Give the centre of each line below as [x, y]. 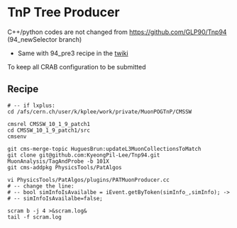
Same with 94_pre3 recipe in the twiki [73, 53]
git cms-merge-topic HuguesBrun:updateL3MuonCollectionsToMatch [104, 149]
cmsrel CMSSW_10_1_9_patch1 [49, 124]
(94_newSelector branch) [45, 39]
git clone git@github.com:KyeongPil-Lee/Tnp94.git [84, 155]
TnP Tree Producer [64, 12]
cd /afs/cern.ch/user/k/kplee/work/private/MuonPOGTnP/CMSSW [100, 112]
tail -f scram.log [34, 217]
